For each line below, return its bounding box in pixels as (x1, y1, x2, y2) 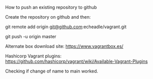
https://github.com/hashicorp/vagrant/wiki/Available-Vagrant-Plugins (5, 58, 148, 64)
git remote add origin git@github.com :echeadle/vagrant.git (5, 24, 127, 30)
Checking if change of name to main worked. (5, 68, 98, 74)
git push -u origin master (5, 34, 57, 39)
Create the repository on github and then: (5, 14, 91, 20)
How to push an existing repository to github (5, 5, 97, 10)
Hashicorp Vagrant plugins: (5, 53, 62, 59)
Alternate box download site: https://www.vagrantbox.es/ (5, 43, 124, 49)
